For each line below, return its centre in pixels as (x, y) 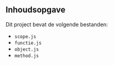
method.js (27, 56)
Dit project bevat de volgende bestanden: (57, 24)
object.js (27, 49)
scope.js (25, 36)
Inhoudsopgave (35, 10)
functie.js (28, 43)
